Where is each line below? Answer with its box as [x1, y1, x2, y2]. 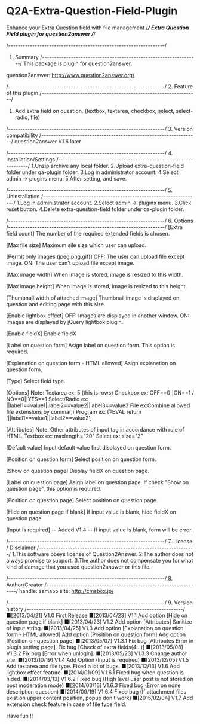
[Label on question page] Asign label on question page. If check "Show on [6, 478, 189, 485]
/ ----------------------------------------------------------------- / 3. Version [6, 125, 193, 132]
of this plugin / [6, 89, 42, 96]
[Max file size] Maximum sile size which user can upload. [6, 241, 147, 249]
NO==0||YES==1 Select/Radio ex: [6, 395, 88, 402]
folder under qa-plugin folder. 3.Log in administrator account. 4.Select [6, 169, 179, 176]
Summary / [14, 53, 42, 60]
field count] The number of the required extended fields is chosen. [6, 230, 170, 237]
